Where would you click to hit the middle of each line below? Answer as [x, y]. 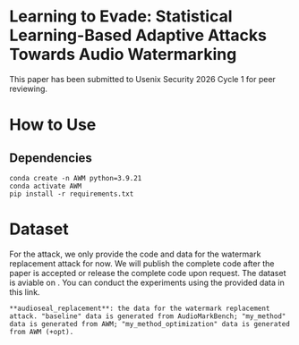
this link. [25, 291]
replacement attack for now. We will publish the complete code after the [142, 263]
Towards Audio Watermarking [123, 55]
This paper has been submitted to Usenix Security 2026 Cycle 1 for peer [142, 79]
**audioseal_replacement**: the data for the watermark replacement [140, 308]
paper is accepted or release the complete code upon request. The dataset [148, 273]
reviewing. [28, 88]
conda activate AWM [46, 186]
